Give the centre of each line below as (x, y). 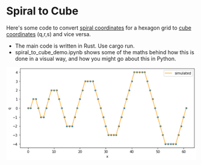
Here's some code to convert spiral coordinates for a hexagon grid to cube (99, 28)
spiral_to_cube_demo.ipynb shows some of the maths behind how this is (104, 52)
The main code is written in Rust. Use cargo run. (75, 46)
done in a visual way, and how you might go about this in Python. (95, 58)
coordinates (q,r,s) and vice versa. (49, 34)
